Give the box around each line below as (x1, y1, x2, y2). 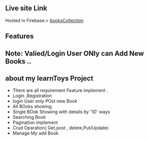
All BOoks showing (12, 103, 52, 110)
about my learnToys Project (5, 74, 93, 83)
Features (5, 32, 34, 41)
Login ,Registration (12, 93, 52, 99)
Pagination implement (12, 119, 58, 125)
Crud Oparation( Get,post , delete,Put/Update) (12, 125, 109, 131)
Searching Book (12, 114, 46, 120)
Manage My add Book (12, 130, 59, 136)
